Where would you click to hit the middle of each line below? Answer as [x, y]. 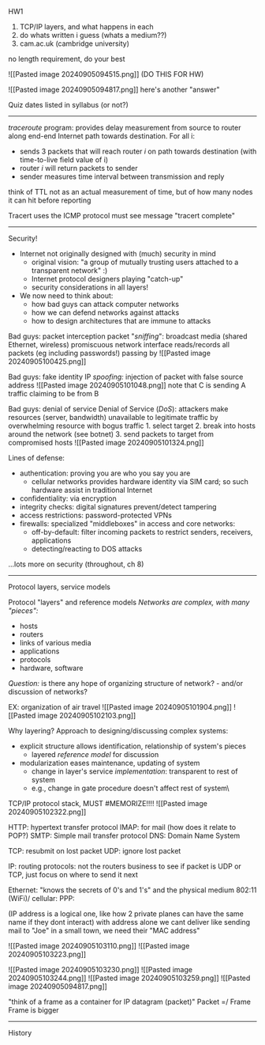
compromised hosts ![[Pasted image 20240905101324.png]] [106, 443]
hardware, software [51, 668]
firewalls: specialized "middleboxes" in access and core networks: [127, 524]
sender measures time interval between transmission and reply [122, 176]
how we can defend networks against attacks [105, 312]
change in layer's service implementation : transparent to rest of [134, 771]
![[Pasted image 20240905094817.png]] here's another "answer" [114, 89]
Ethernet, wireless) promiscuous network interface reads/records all [119, 345]
